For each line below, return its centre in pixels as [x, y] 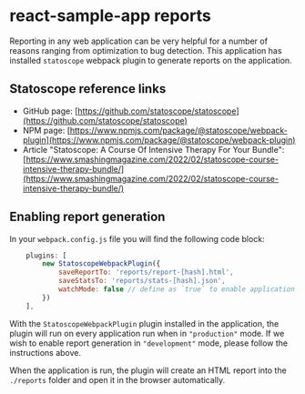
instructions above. [46, 352]
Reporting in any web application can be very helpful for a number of [139, 41]
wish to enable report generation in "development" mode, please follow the [149, 343]
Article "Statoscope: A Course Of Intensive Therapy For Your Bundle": [153, 149]
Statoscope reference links [88, 89]
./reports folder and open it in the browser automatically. [117, 379]
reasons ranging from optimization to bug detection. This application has [146, 50]
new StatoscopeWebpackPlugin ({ [102, 264]
